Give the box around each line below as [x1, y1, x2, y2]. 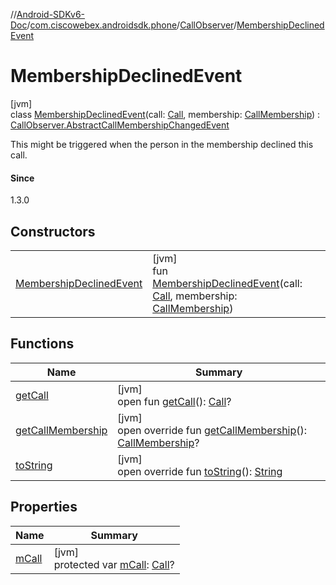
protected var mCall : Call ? [53, 557, 175, 571]
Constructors [10, 223, 96, 240]
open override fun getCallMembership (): [117, 423, 308, 437]
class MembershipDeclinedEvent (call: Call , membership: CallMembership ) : [10, 108, 321, 120]
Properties [10, 499, 78, 516]
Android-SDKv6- [16, 9, 86, 20]
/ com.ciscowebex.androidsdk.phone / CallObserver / [26, 19, 237, 31]
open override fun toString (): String [117, 464, 283, 478]
